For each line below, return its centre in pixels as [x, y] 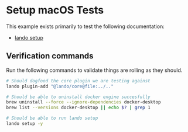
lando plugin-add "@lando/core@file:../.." [60, 86]
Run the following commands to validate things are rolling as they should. [94, 70]
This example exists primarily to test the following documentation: [86, 26]
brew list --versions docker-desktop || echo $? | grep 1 [78, 108]
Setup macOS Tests [55, 10]
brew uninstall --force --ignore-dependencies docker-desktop [83, 102]
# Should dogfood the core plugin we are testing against [78, 81]
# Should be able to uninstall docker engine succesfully [78, 97]
